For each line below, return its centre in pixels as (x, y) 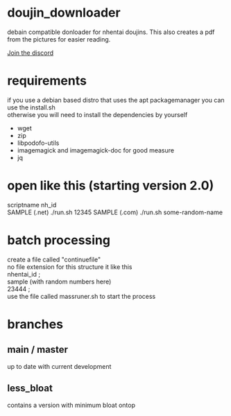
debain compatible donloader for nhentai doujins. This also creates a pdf (111, 32)
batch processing (59, 240)
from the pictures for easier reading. (59, 39)
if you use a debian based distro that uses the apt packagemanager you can (116, 100)
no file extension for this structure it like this (70, 267)
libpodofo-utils (38, 143)
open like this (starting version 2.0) (111, 186)
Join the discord (31, 53)
